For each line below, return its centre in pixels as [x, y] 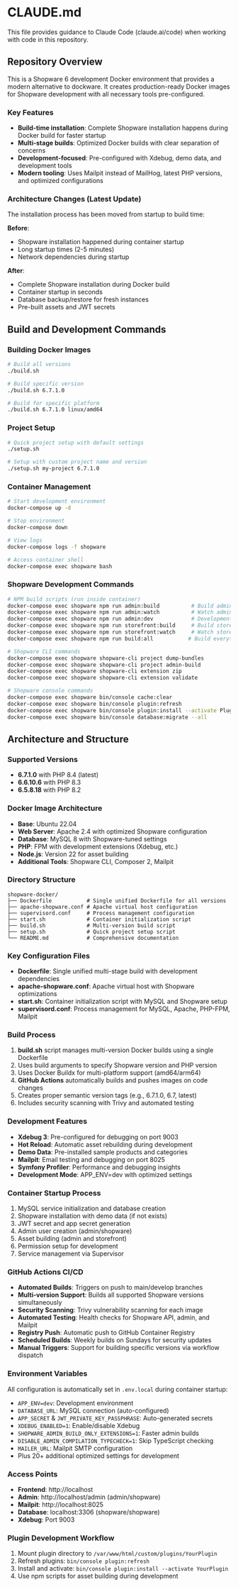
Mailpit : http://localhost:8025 [61, 1504]
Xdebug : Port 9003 [46, 1520]
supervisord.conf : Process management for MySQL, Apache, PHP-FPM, [124, 1009]
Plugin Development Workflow [61, 1538]
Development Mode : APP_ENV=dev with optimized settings [105, 1174]
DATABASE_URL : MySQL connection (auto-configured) [93, 1410]
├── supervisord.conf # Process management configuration [101, 913]
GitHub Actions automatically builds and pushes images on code [113, 1080]
